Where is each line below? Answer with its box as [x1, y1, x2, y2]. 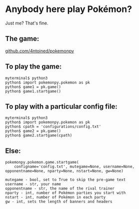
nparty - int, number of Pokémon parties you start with [5, 190, 126, 195]
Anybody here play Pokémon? [5, 3, 132, 15]
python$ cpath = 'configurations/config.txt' [5, 124, 101, 129]
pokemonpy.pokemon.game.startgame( [5, 160, 79, 165]
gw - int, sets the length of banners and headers [5, 199, 113, 204]
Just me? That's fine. [5, 20, 49, 26]
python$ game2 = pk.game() [5, 128, 61, 133]
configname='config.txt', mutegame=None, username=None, [14, 164, 135, 169]
